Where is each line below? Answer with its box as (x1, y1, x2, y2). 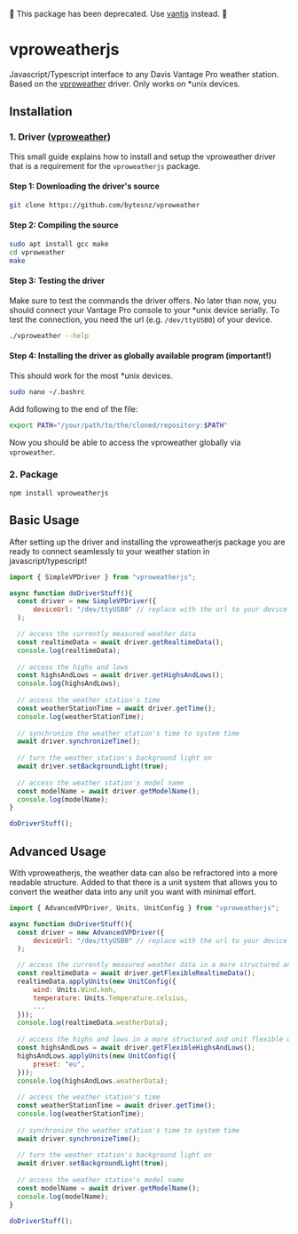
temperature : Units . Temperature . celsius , (32, 993, 189, 1003)
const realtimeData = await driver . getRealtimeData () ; (17, 637, 224, 647)
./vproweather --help (9, 331, 90, 340)
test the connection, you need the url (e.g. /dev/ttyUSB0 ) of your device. (9, 314, 273, 325)
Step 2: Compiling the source (9, 220, 119, 230)
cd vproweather (9, 247, 66, 257)
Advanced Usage (9, 843, 106, 859)
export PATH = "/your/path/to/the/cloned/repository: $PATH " (9, 421, 228, 430)
